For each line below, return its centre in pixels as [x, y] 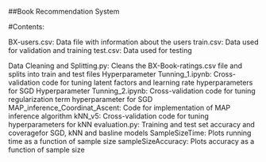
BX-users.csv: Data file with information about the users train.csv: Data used [134, 42]
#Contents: [27, 26]
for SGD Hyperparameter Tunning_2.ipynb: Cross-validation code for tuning [132, 91]
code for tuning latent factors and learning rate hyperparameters [147, 83]
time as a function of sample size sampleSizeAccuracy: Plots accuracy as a [131, 141]
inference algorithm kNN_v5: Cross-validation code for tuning [108, 116]
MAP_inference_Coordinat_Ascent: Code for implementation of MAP [120, 107]
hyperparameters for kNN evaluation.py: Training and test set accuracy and [132, 124]
